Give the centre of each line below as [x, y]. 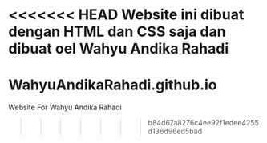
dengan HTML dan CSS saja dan [117, 32]
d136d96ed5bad [175, 131]
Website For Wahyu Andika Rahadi [65, 107]
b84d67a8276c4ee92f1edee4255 [203, 123]
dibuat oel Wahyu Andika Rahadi [119, 49]
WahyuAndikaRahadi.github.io [113, 85]
